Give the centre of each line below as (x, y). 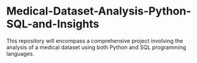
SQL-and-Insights (53, 24)
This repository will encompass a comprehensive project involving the (95, 41)
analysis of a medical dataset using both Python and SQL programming (96, 47)
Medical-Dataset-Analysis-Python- (99, 11)
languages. (21, 53)
